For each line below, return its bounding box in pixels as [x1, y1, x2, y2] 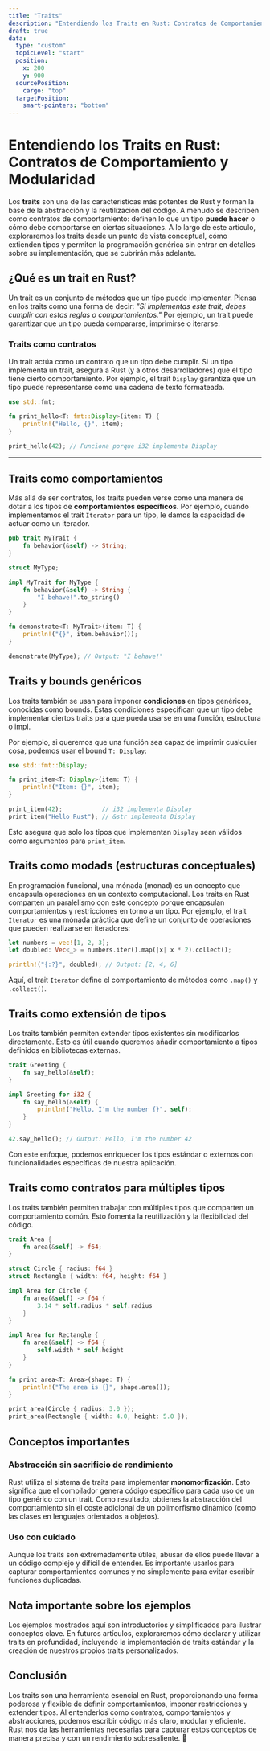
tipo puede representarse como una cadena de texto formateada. [8, 383, 225, 393]
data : [8, 34, 27, 43]
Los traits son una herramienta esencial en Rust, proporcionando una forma [8, 1690, 259, 1700]
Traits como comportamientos [8, 471, 163, 485]
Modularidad [8, 171, 96, 189]
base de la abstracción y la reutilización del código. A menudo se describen [8, 206, 260, 216]
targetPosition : [15, 94, 70, 102]
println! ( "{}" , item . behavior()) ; [22, 631, 138, 639]
